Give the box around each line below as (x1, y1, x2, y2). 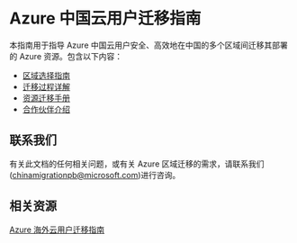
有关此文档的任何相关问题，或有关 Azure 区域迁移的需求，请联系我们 (9, 158, 265, 169)
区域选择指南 (22, 69, 70, 81)
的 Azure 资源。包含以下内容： (9, 50, 123, 61)
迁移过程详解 (22, 81, 70, 92)
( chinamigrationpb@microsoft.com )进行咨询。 (9, 169, 181, 180)
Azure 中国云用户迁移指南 (9, 8, 202, 29)
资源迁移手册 (22, 92, 70, 103)
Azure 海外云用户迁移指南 (9, 224, 105, 235)
